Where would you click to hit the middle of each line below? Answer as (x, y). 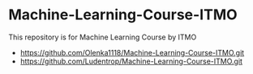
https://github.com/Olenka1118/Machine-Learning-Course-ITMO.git (132, 52)
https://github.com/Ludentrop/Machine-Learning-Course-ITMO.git (131, 61)
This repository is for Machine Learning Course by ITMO (103, 37)
